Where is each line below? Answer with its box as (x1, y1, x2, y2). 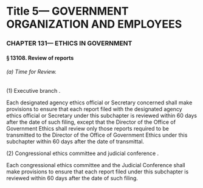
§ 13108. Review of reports (6, 54, 74, 62)
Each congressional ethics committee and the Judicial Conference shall (6, 161, 185, 168)
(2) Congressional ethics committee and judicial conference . (6, 150, 159, 157)
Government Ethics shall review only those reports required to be (6, 125, 169, 132)
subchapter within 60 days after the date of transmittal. (6, 137, 145, 145)
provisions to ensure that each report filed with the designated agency (6, 105, 182, 112)
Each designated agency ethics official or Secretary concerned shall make (6, 99, 193, 106)
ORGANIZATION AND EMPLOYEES (6, 17, 182, 31)
